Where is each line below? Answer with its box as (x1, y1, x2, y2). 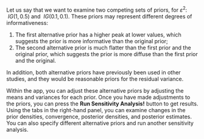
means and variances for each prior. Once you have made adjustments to (6, 93, 191, 101)
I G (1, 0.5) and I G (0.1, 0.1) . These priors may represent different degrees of (7, 12, 192, 20)
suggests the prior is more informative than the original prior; (15, 37, 169, 45)
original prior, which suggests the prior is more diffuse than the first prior (15, 50, 198, 57)
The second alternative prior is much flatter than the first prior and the (15, 44, 191, 51)
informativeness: (6, 19, 49, 26)
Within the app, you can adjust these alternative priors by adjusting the (6, 87, 184, 94)
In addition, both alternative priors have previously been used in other (6, 68, 181, 76)
